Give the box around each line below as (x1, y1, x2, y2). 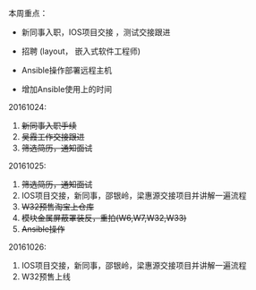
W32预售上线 (21, 271, 71, 282)
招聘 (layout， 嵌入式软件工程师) (21, 46, 141, 56)
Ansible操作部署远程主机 (21, 65, 113, 75)
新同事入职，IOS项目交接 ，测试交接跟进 (21, 27, 171, 38)
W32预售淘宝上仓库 (21, 201, 95, 212)
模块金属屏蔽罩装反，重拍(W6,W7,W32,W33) (21, 213, 187, 223)
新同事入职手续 (21, 120, 77, 131)
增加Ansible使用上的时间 (21, 84, 113, 94)
